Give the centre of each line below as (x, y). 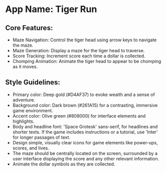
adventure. (24, 100)
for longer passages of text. (41, 137)
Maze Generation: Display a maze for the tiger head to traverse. (78, 51)
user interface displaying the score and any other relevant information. (86, 158)
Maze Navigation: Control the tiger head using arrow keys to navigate (85, 40)
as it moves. (25, 67)
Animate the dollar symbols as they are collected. (64, 164)
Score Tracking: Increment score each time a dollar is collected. (79, 56)
